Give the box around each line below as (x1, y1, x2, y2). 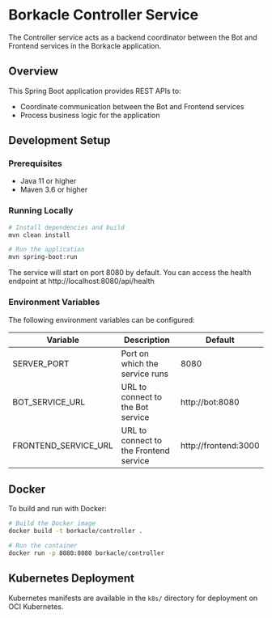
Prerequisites (8, 158, 62, 169)
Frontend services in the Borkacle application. (8, 40, 162, 50)
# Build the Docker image (8, 519, 96, 527)
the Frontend (121, 445, 170, 456)
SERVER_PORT (12, 358, 70, 369)
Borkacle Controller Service (8, 6, 199, 24)
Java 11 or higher (19, 176, 77, 186)
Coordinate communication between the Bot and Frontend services (19, 101, 244, 111)
